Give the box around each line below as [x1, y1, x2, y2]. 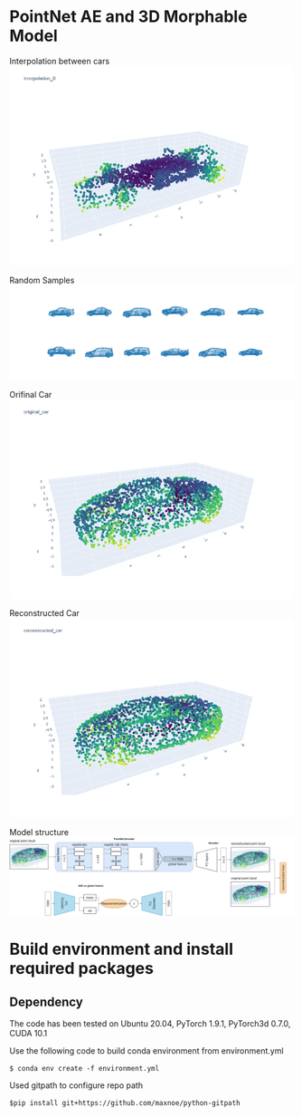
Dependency [9, 994, 83, 1009]
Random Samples [9, 274, 75, 285]
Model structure [9, 827, 70, 838]
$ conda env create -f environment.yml [9, 1064, 160, 1073]
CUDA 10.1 [9, 1027, 48, 1038]
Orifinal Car [9, 389, 52, 400]
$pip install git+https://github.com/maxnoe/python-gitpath [9, 1098, 241, 1107]
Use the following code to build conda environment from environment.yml [9, 1045, 284, 1056]
